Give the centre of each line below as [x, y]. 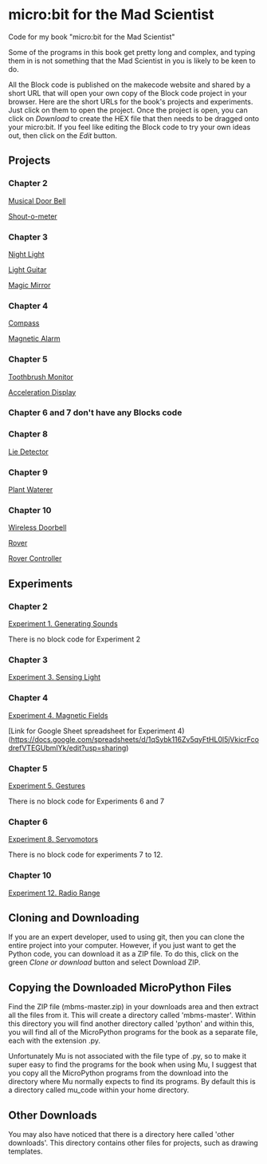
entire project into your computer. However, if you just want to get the [122, 945]
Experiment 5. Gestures [47, 785]
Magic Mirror [29, 285]
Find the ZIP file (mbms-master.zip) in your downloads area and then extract [133, 1007]
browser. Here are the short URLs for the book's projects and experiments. [131, 101]
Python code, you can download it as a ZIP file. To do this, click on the [124, 954]
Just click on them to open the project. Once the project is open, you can [128, 110]
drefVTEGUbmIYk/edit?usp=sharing [67, 748]
